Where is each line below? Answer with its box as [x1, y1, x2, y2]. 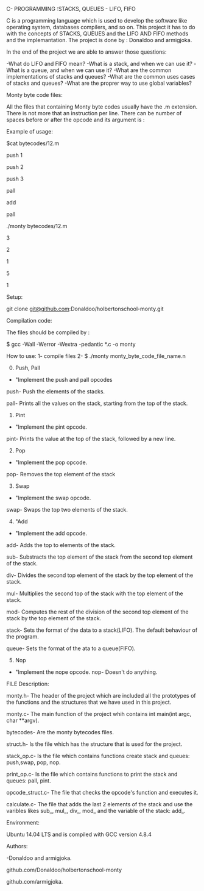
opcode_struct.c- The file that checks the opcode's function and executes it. [6, 789, 199, 796]
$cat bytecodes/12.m [6, 140, 60, 147]
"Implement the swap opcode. [15, 494, 91, 501]
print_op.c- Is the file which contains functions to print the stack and [6, 771, 178, 778]
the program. [6, 633, 39, 640]
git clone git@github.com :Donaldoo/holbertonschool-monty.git [6, 305, 164, 312]
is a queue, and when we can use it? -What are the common [21, 66, 172, 74]
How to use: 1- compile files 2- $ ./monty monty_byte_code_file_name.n [6, 352, 186, 359]
